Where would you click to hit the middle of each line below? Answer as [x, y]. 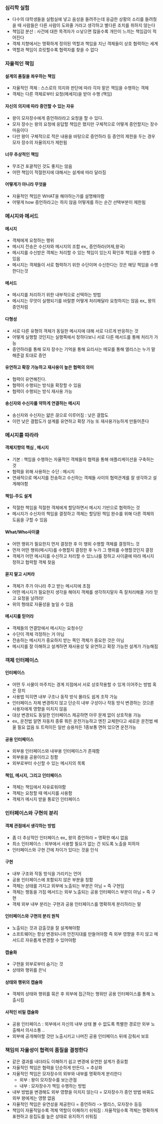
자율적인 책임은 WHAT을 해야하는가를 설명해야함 [58, 196]
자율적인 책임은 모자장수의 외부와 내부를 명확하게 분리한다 [67, 1073]
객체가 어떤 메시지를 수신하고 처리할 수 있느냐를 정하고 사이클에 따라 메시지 [83, 556]
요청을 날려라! [31, 598]
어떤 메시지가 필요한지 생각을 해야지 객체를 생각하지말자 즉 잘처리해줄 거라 [82, 592]
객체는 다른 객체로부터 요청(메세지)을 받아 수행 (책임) [62, 94]
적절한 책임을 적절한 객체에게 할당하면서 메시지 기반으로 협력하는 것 [76, 508]
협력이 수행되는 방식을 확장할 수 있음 [47, 385]
